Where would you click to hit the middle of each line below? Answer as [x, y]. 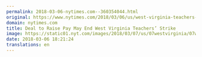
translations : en [28, 45]
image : [14, 34]
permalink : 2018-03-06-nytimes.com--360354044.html [72, 12]
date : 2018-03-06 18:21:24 [40, 39]
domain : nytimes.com [32, 23]
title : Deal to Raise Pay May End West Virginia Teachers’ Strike [91, 28]
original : [19, 17]
